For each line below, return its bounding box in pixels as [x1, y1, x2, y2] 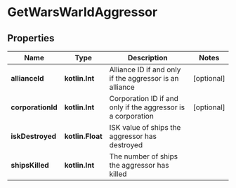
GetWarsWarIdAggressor [7, 4, 158, 20]
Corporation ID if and [109, 94, 179, 103]
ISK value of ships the [109, 123, 181, 132]
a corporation [109, 112, 155, 121]
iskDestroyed [11, 131, 57, 141]
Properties [7, 32, 55, 44]
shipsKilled [11, 161, 49, 170]
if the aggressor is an [109, 74, 179, 83]
